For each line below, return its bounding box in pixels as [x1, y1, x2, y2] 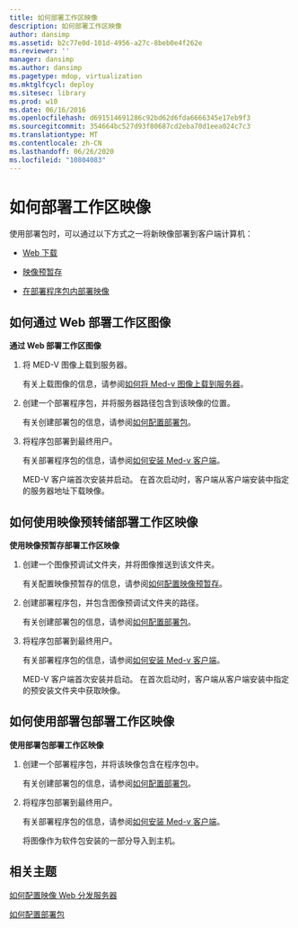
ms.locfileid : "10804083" [9, 155, 106, 165]
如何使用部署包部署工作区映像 [9, 714, 175, 729]
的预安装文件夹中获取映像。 [22, 685, 126, 696]
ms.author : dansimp [9, 64, 83, 73]
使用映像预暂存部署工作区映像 [9, 540, 119, 551]
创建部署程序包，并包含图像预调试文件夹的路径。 [22, 598, 204, 608]
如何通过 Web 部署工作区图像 [9, 314, 171, 329]
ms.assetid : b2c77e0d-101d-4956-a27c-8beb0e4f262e [9, 38, 203, 48]
